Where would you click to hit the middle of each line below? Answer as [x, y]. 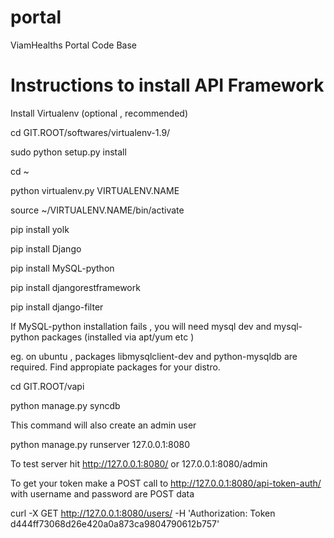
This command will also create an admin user [103, 425]
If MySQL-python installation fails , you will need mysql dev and [141, 326]
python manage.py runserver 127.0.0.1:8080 [100, 444]
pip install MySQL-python [62, 268]
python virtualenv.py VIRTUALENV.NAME [95, 190]
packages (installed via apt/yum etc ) [118, 337]
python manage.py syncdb [65, 405]
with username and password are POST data [102, 493]
